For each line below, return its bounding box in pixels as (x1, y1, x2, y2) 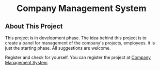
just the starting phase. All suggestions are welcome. (5, 45, 111, 51)
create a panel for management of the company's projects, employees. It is (5, 40, 155, 46)
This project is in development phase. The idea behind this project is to (5, 35, 147, 41)
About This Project (5, 22, 63, 30)
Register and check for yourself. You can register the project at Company (5, 55, 151, 60)
